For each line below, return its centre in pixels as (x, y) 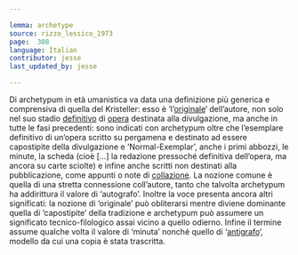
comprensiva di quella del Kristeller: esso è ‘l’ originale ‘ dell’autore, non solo (146, 109)
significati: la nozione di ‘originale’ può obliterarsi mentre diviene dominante (148, 203)
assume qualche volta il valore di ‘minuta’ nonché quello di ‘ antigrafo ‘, (137, 231)
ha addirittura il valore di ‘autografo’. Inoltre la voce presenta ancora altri (141, 194)
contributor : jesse (45, 59)
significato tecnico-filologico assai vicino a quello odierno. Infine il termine (145, 222)
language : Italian (43, 50)
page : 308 (29, 42)
